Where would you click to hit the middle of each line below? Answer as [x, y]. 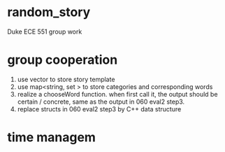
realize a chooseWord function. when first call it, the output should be [117, 94]
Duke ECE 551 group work [45, 32]
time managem [52, 138]
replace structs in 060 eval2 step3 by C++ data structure [99, 109]
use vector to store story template [66, 79]
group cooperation [63, 60]
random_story [49, 12]
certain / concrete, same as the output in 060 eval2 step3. [101, 102]
